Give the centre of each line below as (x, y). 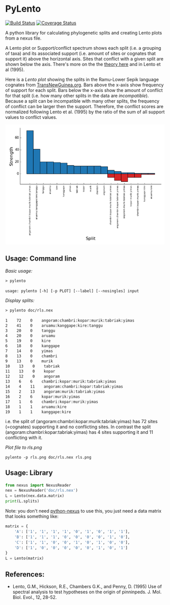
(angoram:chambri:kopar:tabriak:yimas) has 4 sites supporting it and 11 (79, 432)
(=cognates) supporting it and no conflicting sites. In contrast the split (78, 427)
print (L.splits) (22, 501)
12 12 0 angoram (32, 376)
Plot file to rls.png (24, 447)
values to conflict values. (31, 117)
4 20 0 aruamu (30, 336)
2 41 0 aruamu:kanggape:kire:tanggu (54, 326)
